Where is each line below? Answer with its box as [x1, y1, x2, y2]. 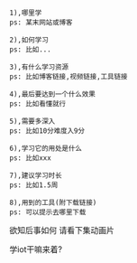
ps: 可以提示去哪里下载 [9, 208, 87, 217]
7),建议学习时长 [9, 171, 62, 180]
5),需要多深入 [9, 117, 56, 126]
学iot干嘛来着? [9, 244, 63, 255]
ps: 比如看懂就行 [9, 99, 66, 108]
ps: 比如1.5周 [9, 181, 59, 190]
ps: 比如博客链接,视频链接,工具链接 [9, 72, 128, 81]
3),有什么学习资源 [9, 62, 69, 71]
